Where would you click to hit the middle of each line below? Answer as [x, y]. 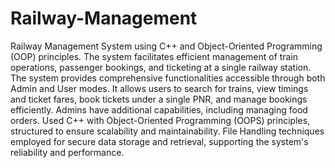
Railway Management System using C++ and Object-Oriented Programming [166, 46]
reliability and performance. [67, 152]
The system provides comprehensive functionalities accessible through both [168, 78]
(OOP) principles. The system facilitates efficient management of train [154, 56]
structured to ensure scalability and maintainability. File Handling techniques [167, 131]
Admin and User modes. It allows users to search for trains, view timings [159, 88]
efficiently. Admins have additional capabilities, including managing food [159, 109]
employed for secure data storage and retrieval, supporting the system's [159, 141]
